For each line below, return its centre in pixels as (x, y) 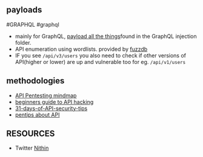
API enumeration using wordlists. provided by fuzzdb (81, 49)
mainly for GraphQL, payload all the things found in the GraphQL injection (106, 36)
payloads (24, 10)
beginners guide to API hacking (54, 101)
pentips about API (37, 115)
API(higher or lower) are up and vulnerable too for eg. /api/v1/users (100, 62)
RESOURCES (31, 134)
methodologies (35, 81)
